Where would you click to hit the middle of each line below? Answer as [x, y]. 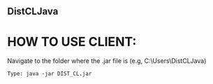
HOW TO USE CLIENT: [72, 42]
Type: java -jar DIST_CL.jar [50, 74]
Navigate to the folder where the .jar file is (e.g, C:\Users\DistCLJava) [107, 61]
